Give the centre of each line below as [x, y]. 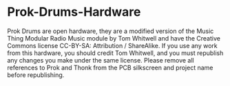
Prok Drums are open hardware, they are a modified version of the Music [111, 31]
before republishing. [36, 75]
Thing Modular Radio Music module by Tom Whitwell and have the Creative [114, 38]
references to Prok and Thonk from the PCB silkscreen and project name [110, 67]
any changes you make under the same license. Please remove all [101, 60]
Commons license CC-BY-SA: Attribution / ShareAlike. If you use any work [113, 45]
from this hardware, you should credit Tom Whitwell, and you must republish [115, 53]
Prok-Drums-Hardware [74, 12]
